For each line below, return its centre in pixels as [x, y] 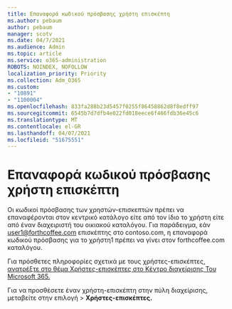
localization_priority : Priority [57, 73]
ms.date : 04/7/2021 [36, 41]
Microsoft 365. [29, 277]
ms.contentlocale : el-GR [44, 126]
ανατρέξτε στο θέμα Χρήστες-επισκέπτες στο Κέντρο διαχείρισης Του [112, 269]
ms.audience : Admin [36, 47]
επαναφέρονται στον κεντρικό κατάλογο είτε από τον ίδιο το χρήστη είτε [116, 217]
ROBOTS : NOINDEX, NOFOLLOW [47, 67]
